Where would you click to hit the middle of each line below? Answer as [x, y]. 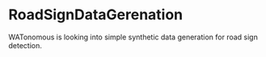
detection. [25, 45]
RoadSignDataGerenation [96, 15]
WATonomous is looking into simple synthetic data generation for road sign [133, 37]
